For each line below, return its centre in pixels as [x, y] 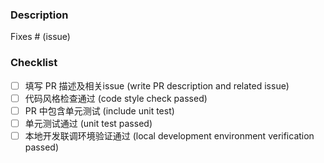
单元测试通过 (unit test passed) [88, 123]
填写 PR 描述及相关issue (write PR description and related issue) [157, 85]
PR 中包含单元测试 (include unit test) [99, 110]
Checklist [34, 63]
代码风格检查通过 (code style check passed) [116, 98]
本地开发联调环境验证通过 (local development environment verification [169, 135]
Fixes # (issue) [40, 37]
